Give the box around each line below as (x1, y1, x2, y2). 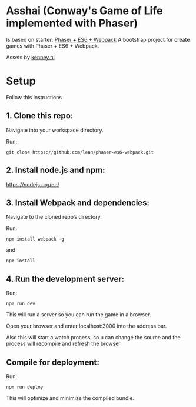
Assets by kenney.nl (6, 54, 55, 61)
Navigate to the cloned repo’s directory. (6, 213, 102, 221)
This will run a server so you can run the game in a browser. (6, 311, 151, 318)
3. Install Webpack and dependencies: (6, 198, 150, 208)
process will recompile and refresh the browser (6, 340, 121, 348)
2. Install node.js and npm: (6, 165, 105, 175)
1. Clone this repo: (6, 111, 74, 121)
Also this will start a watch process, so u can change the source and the (6, 334, 181, 341)
